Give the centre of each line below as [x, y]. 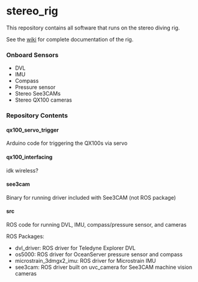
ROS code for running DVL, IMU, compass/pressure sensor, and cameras [97, 224]
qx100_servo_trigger [32, 130]
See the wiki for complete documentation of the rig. [70, 39]
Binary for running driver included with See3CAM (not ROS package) [91, 197]
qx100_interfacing [29, 157]
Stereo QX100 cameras [43, 100]
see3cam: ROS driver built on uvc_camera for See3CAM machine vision [103, 267]
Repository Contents [37, 115]
